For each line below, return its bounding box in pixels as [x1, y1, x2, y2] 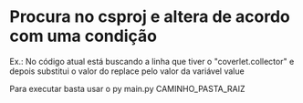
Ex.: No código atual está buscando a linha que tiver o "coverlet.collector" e [9, 56, 295, 67]
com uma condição [9, 26, 158, 46]
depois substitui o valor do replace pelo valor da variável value [9, 66, 245, 77]
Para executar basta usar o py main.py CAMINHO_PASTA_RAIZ [9, 83, 246, 94]
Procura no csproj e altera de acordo [9, 6, 290, 27]
